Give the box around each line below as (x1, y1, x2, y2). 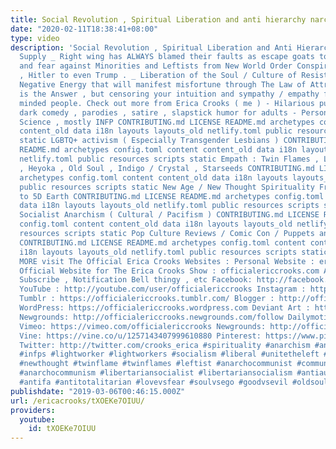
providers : (10, 405, 56, 415)
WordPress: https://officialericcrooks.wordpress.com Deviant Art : (19, 303, 311, 313)
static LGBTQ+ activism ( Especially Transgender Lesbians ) (19, 136, 280, 146)
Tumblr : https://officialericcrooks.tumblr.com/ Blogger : (19, 294, 275, 304)
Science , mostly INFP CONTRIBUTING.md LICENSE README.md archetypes (19, 117, 315, 127)
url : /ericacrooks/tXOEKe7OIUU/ (10, 396, 145, 406)
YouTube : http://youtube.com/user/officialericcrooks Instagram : (19, 284, 307, 295)
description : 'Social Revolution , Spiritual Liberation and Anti (10, 42, 293, 53)
